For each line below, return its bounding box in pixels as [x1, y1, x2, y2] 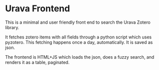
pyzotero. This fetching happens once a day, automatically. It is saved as [5, 39, 153, 45]
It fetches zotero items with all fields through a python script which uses [5, 34, 152, 40]
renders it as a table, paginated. [5, 59, 70, 65]
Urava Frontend [5, 3, 70, 14]
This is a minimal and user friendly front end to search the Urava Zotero [5, 19, 151, 25]
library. [5, 24, 20, 30]
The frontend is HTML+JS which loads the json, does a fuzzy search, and [5, 54, 155, 60]
